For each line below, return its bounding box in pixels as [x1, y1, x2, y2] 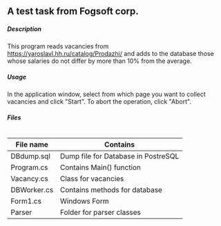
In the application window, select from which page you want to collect [7, 90, 206, 99]
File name [15, 140, 48, 149]
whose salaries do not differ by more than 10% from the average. [7, 57, 192, 65]
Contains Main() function [59, 162, 142, 172]
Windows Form [59, 196, 109, 206]
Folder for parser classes [59, 207, 142, 217]
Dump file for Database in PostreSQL [59, 151, 180, 161]
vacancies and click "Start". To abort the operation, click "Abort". [7, 97, 192, 106]
